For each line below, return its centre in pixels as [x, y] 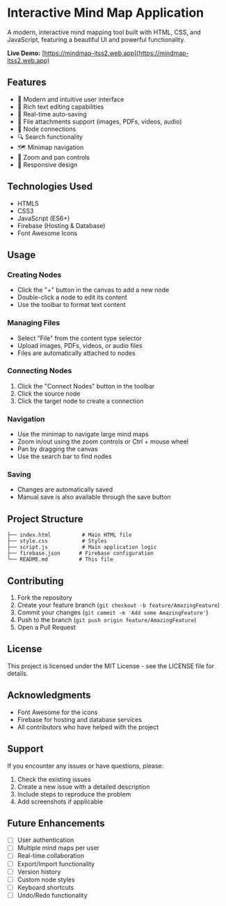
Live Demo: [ [26, 53]
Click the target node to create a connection [80, 401]
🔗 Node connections [47, 129]
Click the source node [49, 393]
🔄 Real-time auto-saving [52, 114]
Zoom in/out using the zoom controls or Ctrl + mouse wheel [103, 441]
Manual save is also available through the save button [94, 497]
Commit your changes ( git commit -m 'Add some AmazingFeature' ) [113, 612]
